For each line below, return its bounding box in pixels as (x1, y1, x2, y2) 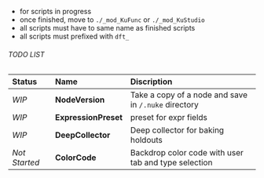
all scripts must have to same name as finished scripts (19, 24, 196, 32)
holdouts (130, 135, 163, 146)
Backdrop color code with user (130, 147, 244, 158)
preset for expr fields (130, 112, 208, 123)
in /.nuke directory (130, 100, 199, 111)
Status (12, 76, 38, 87)
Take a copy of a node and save (130, 89, 247, 100)
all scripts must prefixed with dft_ (19, 31, 130, 41)
